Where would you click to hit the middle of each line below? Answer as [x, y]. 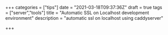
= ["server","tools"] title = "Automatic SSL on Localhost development [77, 13]
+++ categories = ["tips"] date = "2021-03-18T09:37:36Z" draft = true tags [84, 7]
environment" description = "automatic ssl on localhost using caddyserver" [84, 18]
